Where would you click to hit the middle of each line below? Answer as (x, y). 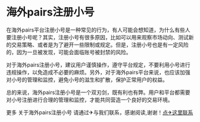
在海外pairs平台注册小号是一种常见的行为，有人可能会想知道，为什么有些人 (98, 30)
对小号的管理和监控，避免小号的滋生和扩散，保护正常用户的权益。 (87, 79)
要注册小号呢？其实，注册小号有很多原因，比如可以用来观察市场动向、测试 (97, 37)
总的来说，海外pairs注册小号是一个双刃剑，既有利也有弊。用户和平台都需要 (98, 92)
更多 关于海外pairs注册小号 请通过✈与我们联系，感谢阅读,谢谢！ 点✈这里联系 (100, 112)
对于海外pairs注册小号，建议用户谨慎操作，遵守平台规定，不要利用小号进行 (98, 65)
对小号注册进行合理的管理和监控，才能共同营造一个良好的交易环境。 (90, 99)
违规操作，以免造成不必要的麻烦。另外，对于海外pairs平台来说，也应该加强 (98, 72)
